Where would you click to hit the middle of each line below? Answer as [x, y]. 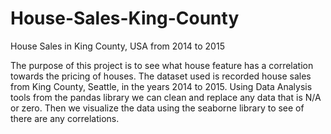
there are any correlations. [65, 118]
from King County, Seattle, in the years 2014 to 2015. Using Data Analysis [161, 86]
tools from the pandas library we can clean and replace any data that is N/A [166, 97]
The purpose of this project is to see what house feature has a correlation [162, 65]
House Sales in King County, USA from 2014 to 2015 [117, 46]
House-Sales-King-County [125, 18]
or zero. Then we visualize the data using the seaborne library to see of [157, 108]
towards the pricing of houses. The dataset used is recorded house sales [161, 76]
